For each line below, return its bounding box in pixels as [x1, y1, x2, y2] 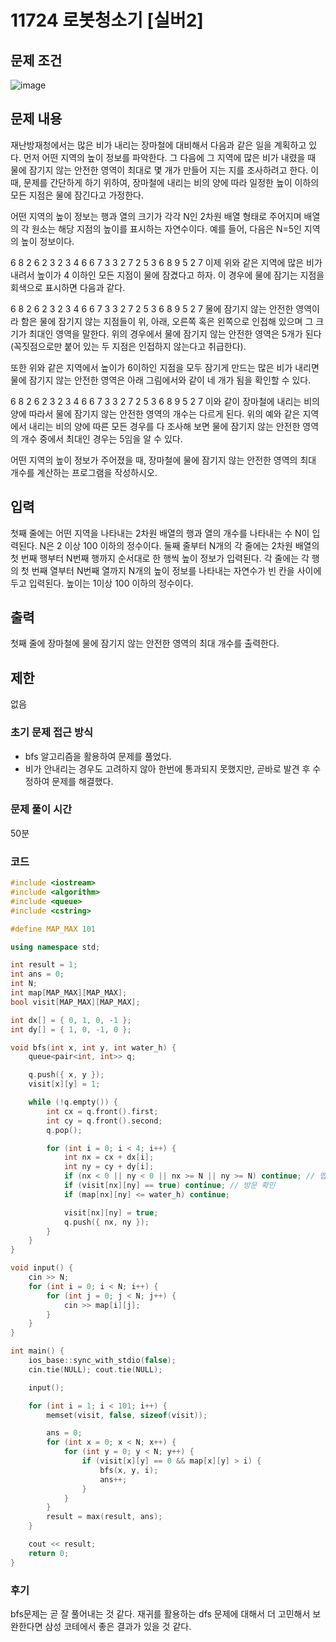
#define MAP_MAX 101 [10, 924, 97, 934]
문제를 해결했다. [51, 775, 114, 787]
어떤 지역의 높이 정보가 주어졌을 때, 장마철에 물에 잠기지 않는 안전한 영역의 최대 [10, 454, 317, 466]
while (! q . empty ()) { [28, 1097, 118, 1108]
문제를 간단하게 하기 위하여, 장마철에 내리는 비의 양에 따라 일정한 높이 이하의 [23, 176, 320, 188]
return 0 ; [28, 1548, 70, 1558]
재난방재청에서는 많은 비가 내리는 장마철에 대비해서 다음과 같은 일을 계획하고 [10, 139, 307, 151]
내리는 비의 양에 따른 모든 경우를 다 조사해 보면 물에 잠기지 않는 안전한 [28, 420, 301, 432]
